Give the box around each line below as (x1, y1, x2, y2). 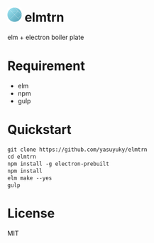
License (7, 205, 55, 221)
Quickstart (7, 122, 72, 138)
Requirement (7, 58, 85, 74)
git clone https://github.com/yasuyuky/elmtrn (7, 146, 148, 153)
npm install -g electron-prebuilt (7, 160, 110, 167)
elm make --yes (7, 175, 53, 182)
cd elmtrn (7, 153, 37, 160)
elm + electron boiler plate (7, 33, 84, 41)
